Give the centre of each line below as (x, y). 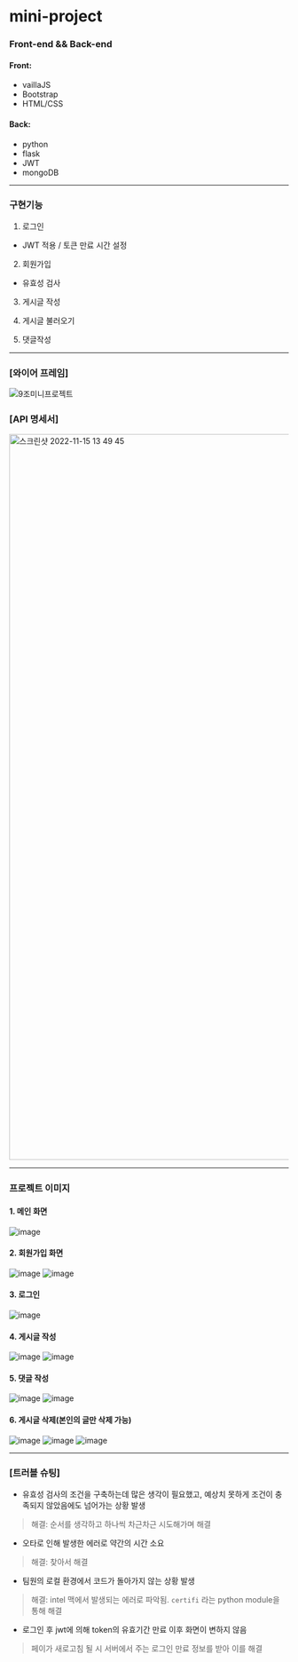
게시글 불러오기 (48, 321)
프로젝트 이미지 (40, 1189)
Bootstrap (40, 94)
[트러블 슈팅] (35, 1473)
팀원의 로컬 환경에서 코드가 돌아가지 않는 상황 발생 (108, 1580)
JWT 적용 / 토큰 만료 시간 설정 (74, 245)
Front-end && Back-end (61, 44)
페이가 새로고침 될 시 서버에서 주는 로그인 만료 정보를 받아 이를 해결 (147, 1648)
